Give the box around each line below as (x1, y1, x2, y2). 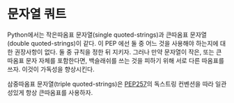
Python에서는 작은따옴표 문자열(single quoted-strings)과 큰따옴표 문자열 (7, 30, 208, 39)
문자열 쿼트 (7, 6, 67, 22)
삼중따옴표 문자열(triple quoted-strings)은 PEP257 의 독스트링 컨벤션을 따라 (7, 79, 214, 88)
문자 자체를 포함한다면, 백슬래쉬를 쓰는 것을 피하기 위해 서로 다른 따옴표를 (25, 56, 225, 64)
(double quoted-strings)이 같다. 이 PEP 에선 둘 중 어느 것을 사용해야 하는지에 (7, 39, 219, 47)
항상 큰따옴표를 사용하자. (25, 88, 93, 97)
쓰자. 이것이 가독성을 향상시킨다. (7, 65, 95, 73)
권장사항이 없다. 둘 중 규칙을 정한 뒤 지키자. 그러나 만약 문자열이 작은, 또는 (14, 48, 214, 56)
